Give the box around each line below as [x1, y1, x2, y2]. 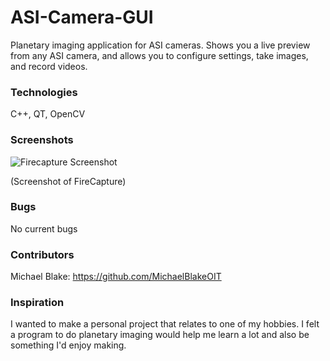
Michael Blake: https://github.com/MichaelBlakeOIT [10, 271, 222, 283]
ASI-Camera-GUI [10, 6, 154, 29]
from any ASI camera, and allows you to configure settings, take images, [10, 49, 309, 61]
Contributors [10, 247, 75, 261]
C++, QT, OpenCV [10, 108, 86, 120]
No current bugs [10, 222, 78, 235]
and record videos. [10, 60, 88, 72]
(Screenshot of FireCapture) [10, 175, 127, 187]
